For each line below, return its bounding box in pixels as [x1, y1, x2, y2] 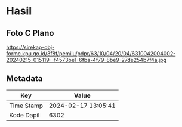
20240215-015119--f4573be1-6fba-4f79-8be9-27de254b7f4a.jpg [6, 57, 167, 63]
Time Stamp [9, 101, 44, 110]
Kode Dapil [9, 111, 40, 119]
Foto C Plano [6, 28, 54, 38]
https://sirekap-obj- [6, 44, 55, 51]
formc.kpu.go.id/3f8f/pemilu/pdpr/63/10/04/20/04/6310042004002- [6, 50, 176, 57]
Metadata [6, 73, 43, 84]
